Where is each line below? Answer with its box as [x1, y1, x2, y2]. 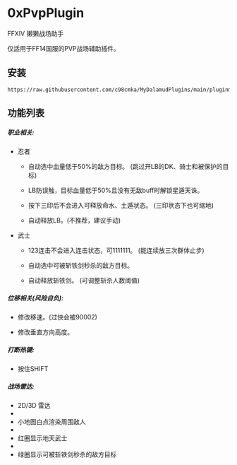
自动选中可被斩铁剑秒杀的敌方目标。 [28, 261, 134, 270]
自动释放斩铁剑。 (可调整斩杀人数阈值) [28, 276, 140, 285]
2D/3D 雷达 [17, 401, 51, 410]
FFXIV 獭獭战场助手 [7, 29, 64, 37]
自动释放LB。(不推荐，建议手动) [28, 216, 121, 225]
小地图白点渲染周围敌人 [17, 418, 86, 426]
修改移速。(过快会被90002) [17, 313, 97, 322]
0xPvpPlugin [7, 5, 85, 21]
